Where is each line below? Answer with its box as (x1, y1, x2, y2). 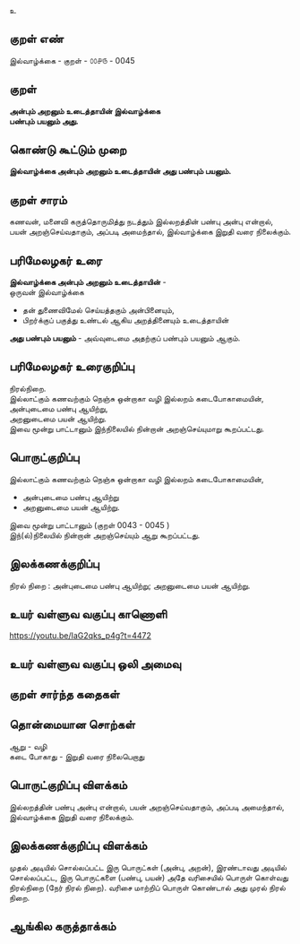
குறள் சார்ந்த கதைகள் (9, 687, 120, 702)
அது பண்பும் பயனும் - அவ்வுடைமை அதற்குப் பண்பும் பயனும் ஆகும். (9, 333, 241, 343)
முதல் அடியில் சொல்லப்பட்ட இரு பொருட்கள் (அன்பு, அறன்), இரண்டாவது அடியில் (9, 862, 287, 872)
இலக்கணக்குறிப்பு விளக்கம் (9, 838, 148, 853)
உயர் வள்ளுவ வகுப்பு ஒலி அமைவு (9, 656, 182, 671)
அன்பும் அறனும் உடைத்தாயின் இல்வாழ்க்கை (9, 105, 161, 117)
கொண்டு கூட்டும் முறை (9, 143, 127, 158)
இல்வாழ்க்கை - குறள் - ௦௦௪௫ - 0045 (9, 55, 136, 65)
